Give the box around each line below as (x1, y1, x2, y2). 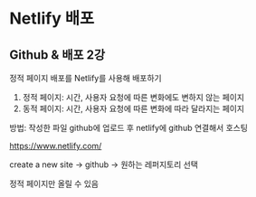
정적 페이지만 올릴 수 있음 (9, 178, 100, 189)
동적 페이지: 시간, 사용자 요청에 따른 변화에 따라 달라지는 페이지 (22, 103, 245, 114)
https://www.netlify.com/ (9, 141, 102, 151)
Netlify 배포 (9, 8, 95, 29)
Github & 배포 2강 (9, 47, 106, 62)
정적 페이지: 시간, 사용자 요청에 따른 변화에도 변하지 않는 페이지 (22, 92, 245, 102)
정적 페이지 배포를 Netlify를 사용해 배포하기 (9, 73, 162, 83)
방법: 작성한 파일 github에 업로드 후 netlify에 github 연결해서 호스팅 (9, 123, 249, 133)
